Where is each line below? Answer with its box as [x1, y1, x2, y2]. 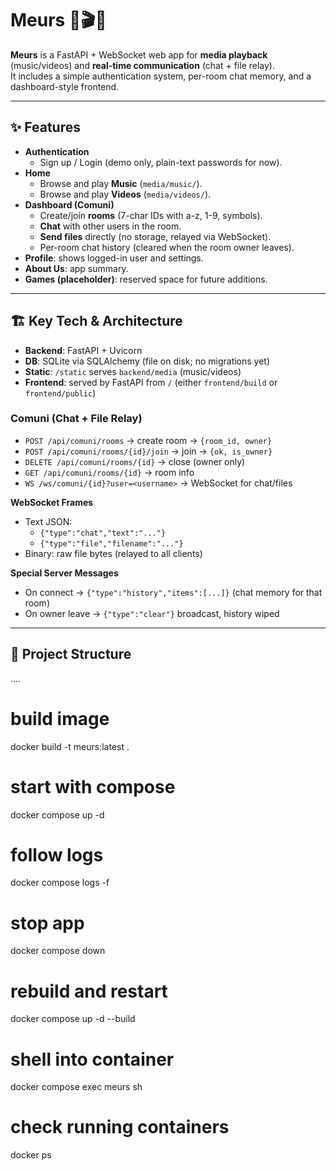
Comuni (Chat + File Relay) [10, 412, 143, 426]
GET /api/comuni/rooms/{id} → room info [24, 466, 195, 478]
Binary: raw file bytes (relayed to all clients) [24, 547, 203, 559]
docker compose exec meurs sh [10, 1081, 143, 1093]
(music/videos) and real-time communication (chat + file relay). [10, 59, 275, 71]
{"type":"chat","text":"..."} [39, 528, 167, 538]
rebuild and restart [10, 980, 168, 1002]
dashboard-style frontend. [10, 80, 120, 92]
